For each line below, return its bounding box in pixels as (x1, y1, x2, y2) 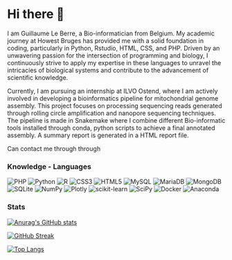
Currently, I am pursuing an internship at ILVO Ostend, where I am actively (7, 87, 218, 95)
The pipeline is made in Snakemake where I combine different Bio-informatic (7, 116, 226, 124)
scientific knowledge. (7, 73, 69, 82)
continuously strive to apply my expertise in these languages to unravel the (7, 58, 222, 67)
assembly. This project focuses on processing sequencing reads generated (7, 101, 223, 110)
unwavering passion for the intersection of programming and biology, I (7, 51, 208, 60)
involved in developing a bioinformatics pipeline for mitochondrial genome (7, 94, 219, 103)
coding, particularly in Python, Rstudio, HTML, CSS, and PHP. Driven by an (7, 44, 220, 52)
